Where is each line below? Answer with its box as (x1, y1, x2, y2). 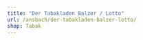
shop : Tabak (7, 22, 41, 29)
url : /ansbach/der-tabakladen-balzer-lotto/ (7, 16, 137, 23)
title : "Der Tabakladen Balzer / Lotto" (7, 9, 125, 17)
